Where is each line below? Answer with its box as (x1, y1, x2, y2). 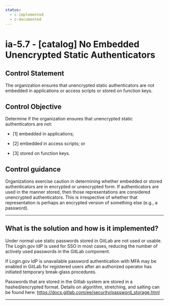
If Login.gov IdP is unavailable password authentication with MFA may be (5, 258, 157, 264)
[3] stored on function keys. (12, 150, 70, 157)
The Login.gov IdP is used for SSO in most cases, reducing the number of (5, 243, 158, 249)
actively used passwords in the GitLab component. (5, 248, 111, 254)
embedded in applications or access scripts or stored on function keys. (5, 88, 153, 94)
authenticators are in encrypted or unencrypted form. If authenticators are (5, 184, 159, 189)
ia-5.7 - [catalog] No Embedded (5, 38, 140, 50)
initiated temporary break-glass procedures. (5, 269, 97, 275)
